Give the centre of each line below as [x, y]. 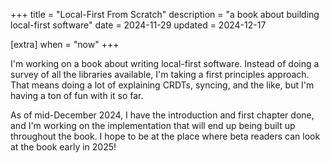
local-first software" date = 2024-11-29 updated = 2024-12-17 [138, 25]
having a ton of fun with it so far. [77, 95]
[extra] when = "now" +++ [65, 44]
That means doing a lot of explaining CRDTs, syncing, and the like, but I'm [162, 85]
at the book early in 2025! [63, 147]
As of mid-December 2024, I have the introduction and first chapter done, [162, 115]
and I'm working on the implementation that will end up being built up [153, 125]
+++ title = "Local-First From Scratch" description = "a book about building [165, 14]
